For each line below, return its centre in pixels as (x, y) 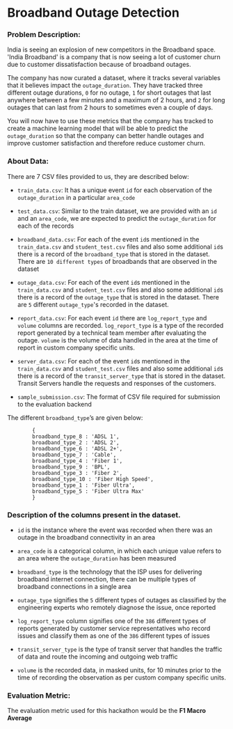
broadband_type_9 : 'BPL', (71, 467)
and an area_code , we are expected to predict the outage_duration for (117, 218)
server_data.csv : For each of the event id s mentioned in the (104, 361)
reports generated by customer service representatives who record (114, 629)
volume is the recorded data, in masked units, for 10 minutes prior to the (119, 671)
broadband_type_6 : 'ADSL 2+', (78, 448)
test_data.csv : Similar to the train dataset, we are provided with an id (117, 211)
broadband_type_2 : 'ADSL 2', (76, 442)
